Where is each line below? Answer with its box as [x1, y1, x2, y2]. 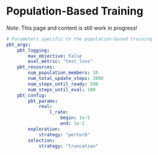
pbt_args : [6, 41, 31, 48]
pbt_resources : [17, 64, 55, 70]
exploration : [28, 126, 61, 132]
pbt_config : [17, 92, 47, 98]
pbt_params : [28, 98, 58, 104]
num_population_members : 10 [28, 70, 98, 76]
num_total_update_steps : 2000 [28, 76, 104, 82]
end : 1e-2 [60, 120, 85, 127]
